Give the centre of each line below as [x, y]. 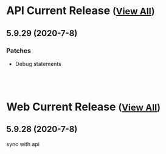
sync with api [23, 144]
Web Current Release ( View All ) [84, 107]
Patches [19, 51]
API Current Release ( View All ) [81, 11]
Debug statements [38, 64]
